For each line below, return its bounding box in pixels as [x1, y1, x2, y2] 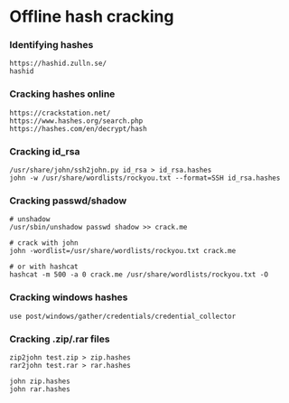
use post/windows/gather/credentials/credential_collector [9, 312, 237, 321]
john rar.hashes [9, 384, 70, 394]
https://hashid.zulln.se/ [9, 59, 107, 69]
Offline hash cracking [9, 6, 174, 27]
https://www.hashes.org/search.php [9, 116, 144, 126]
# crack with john [9, 239, 79, 248]
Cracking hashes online [9, 88, 116, 100]
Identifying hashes [9, 39, 94, 52]
